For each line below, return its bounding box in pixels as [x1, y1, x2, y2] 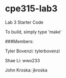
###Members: [5, 38, 34, 44]
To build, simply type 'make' [5, 29, 62, 35]
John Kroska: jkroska [5, 67, 48, 73]
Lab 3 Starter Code [5, 19, 44, 25]
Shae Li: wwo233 [5, 57, 40, 63]
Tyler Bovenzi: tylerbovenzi [5, 48, 60, 54]
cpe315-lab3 [5, 3, 58, 14]
